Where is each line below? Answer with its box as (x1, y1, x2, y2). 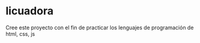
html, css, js (5, 30, 35, 37)
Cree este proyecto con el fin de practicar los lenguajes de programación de (5, 24, 194, 31)
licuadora (5, 4, 54, 18)
